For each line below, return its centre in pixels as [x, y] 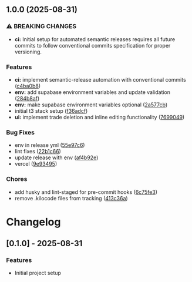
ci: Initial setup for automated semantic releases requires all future [95, 39]
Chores [17, 179]
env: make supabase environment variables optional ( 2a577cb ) [91, 105]
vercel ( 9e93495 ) [36, 164]
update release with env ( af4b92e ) [56, 157]
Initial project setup [38, 273]
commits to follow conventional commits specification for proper [92, 45]
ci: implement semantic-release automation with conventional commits [100, 79]
